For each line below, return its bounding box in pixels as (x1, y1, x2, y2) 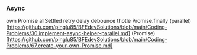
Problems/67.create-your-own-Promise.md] (6, 42, 113, 49)
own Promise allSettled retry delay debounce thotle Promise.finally (6, 18, 169, 25)
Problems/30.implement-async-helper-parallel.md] (6, 30, 131, 37)
